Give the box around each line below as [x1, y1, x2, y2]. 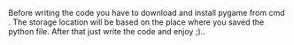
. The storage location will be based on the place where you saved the [8, 17, 265, 27]
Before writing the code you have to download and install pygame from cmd [8, 8, 285, 18]
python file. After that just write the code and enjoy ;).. [8, 26, 205, 36]
